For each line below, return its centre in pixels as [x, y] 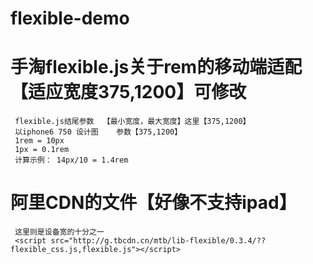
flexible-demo [70, 18]
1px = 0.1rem [42, 150]
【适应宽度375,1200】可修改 [128, 92]
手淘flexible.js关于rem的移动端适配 [156, 67]
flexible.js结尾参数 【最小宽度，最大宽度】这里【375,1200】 [132, 122]
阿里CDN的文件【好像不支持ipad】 [153, 203]
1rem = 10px [39, 141]
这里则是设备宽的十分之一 [59, 232]
